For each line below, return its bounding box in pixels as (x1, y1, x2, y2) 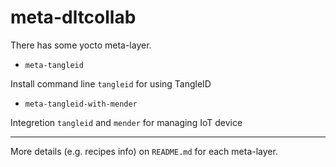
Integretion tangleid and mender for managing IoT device (10, 116, 243, 128)
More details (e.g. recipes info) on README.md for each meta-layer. (10, 145, 278, 157)
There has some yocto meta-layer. (10, 39, 152, 51)
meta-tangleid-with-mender (24, 99, 138, 109)
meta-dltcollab (10, 6, 137, 29)
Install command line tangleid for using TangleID (10, 77, 212, 90)
